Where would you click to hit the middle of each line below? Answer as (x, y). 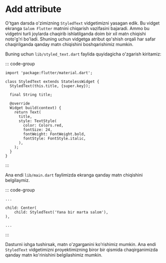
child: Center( (21, 208)
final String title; (31, 94)
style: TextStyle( (37, 121)
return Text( (28, 112)
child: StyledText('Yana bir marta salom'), (61, 212)
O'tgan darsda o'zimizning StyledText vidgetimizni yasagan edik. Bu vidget (82, 23)
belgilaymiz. (17, 180)
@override (20, 103)
